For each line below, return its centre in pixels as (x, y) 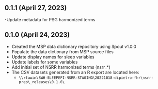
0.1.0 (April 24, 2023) (37, 35)
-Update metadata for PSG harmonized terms (50, 19)
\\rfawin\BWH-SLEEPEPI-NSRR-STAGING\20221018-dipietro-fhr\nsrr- (86, 78)
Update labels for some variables (45, 62)
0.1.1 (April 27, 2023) (36, 8)
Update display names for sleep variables (53, 57)
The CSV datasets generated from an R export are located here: (75, 72)
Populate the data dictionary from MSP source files (63, 52)
